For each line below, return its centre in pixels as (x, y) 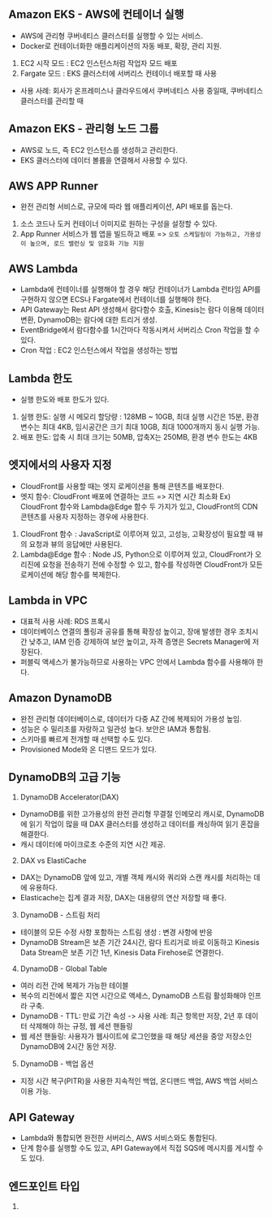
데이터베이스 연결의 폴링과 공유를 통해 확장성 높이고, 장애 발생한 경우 (128, 631)
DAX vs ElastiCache (53, 860)
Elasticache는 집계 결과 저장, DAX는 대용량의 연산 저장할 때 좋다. (123, 898)
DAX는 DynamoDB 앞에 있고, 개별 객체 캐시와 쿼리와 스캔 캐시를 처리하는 (136, 878)
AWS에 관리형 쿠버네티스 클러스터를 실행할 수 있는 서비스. (112, 36)
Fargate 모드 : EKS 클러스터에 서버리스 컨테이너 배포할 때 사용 (119, 73)
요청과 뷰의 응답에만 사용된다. (76, 544)
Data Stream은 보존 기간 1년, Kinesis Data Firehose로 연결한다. (122, 952)
